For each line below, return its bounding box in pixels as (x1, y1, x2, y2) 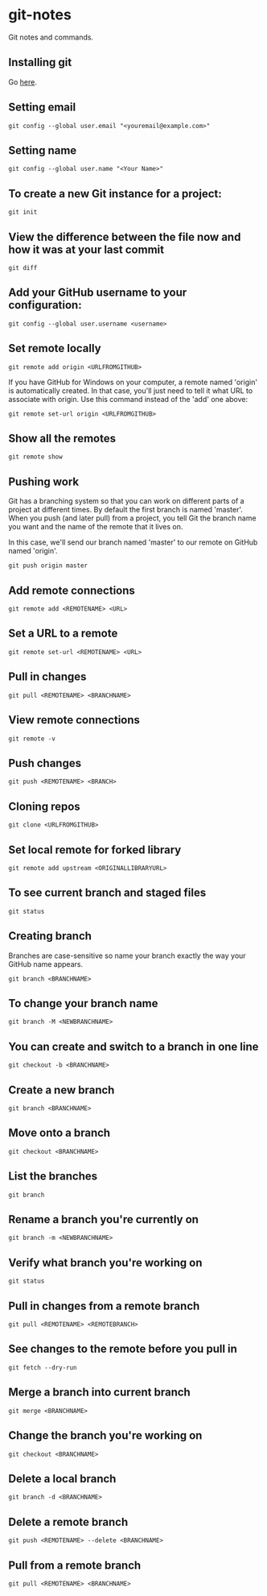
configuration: (8, 298, 82, 312)
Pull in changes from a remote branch (8, 1299, 200, 1312)
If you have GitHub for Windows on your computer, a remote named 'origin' (8, 377, 258, 387)
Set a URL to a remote (8, 627, 118, 640)
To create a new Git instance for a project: (8, 187, 223, 201)
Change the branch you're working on (8, 1428, 203, 1443)
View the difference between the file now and (8, 230, 241, 243)
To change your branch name (8, 997, 158, 1010)
